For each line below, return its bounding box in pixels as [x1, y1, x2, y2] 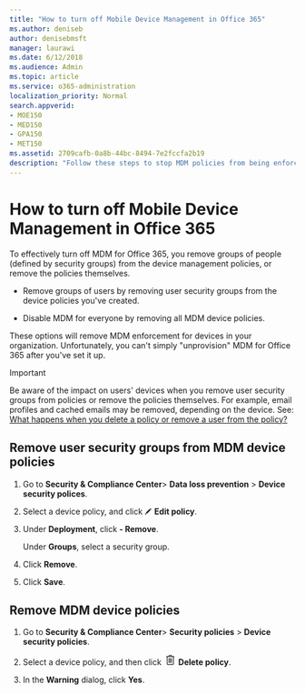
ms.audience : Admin [9, 63, 84, 72]
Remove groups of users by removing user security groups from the [22, 285, 278, 296]
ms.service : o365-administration [9, 82, 136, 91]
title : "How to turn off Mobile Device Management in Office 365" [9, 15, 266, 24]
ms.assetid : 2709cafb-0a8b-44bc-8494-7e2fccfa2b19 [9, 149, 205, 158]
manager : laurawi [9, 44, 75, 53]
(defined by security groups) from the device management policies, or [9, 257, 272, 268]
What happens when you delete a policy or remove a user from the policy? [9, 414, 288, 425]
